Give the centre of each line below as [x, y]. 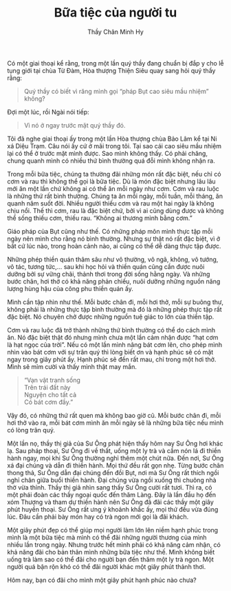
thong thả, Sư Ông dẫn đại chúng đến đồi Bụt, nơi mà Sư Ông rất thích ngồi [113, 472]
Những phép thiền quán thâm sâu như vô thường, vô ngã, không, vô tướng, [113, 259]
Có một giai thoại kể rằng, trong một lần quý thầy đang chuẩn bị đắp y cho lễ [115, 63]
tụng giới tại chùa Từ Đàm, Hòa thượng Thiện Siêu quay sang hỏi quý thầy [111, 70]
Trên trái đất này [47, 387]
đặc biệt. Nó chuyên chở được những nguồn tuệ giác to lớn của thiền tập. [111, 317]
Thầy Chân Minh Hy [115, 32]
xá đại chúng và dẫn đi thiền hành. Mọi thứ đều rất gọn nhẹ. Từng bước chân [115, 465]
